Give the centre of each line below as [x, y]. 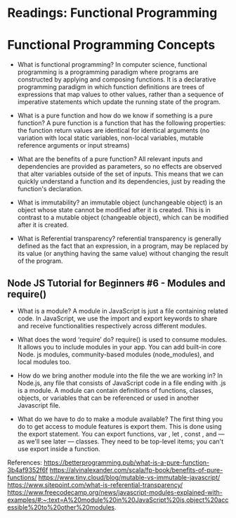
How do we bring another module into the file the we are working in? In [120, 375]
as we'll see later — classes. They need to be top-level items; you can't [120, 441]
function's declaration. [50, 189]
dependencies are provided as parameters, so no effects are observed [120, 167]
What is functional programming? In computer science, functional [112, 65]
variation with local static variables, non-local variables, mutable [110, 138]
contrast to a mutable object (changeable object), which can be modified [123, 218]
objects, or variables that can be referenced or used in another [108, 398]
